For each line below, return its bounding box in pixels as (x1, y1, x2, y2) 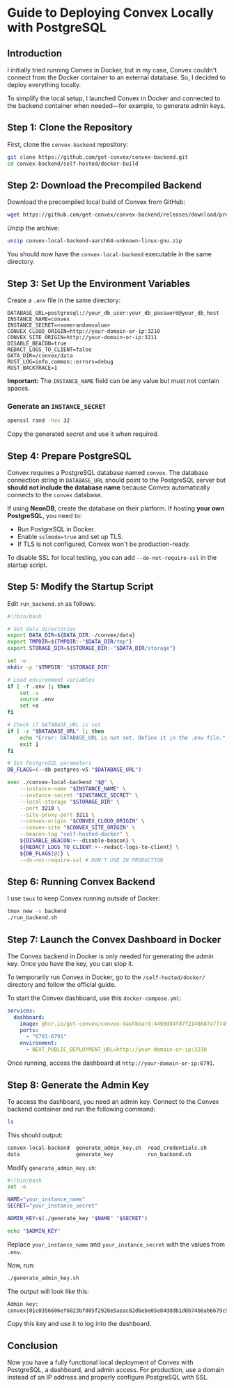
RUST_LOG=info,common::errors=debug (7, 358, 114, 365)
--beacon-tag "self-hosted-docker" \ (19, 831, 130, 838)
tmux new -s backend (7, 907, 68, 915)
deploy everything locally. (7, 81, 81, 88)
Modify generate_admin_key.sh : (7, 1163, 97, 1171)
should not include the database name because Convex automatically (7, 483, 210, 492)
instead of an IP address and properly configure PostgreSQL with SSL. (7, 1373, 209, 1382)
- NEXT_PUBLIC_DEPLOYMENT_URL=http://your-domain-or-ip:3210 (25, 1046, 208, 1053)
